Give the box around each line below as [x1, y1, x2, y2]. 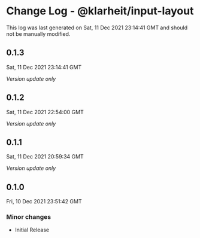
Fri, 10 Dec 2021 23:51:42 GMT [6, 198, 82, 205]
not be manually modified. [6, 30, 71, 37]
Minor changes [6, 213, 51, 221]
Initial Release [14, 226, 50, 234]
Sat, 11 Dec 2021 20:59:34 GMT [6, 153, 84, 160]
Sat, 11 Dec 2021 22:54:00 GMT [6, 108, 84, 115]
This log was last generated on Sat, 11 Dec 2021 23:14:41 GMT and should [6, 24, 188, 31]
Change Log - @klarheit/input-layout [6, 4, 194, 18]
